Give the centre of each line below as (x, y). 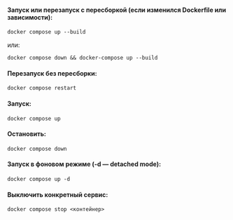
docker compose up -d (39, 179)
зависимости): (30, 17)
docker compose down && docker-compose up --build (83, 58)
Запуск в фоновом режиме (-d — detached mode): (84, 164)
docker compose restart (42, 88)
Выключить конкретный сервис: (58, 194)
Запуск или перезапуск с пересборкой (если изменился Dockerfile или (116, 10)
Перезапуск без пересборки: (52, 73)
